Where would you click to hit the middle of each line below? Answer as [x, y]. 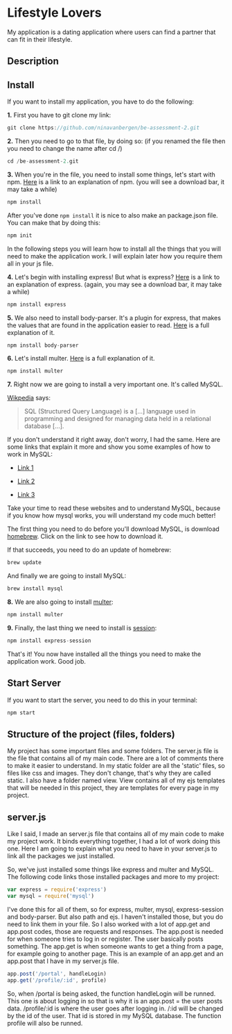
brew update [24, 563]
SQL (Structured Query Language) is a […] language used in [110, 411]
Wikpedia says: [29, 398]
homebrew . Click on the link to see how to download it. [85, 536]
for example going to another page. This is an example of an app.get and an [115, 953]
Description [33, 61]
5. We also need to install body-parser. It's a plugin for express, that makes [114, 318]
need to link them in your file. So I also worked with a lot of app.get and [109, 924]
